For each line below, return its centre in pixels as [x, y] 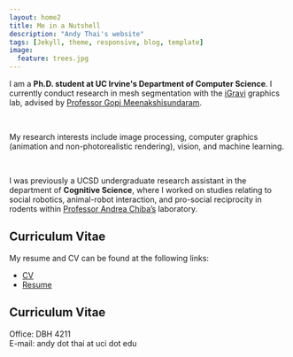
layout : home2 [35, 17]
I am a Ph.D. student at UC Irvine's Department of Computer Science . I [141, 84]
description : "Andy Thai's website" [77, 34]
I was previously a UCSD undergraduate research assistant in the [128, 181]
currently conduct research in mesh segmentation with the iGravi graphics [145, 93]
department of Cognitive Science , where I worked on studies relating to [141, 190]
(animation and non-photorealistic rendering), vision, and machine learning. [147, 146]
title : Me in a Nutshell [55, 26]
